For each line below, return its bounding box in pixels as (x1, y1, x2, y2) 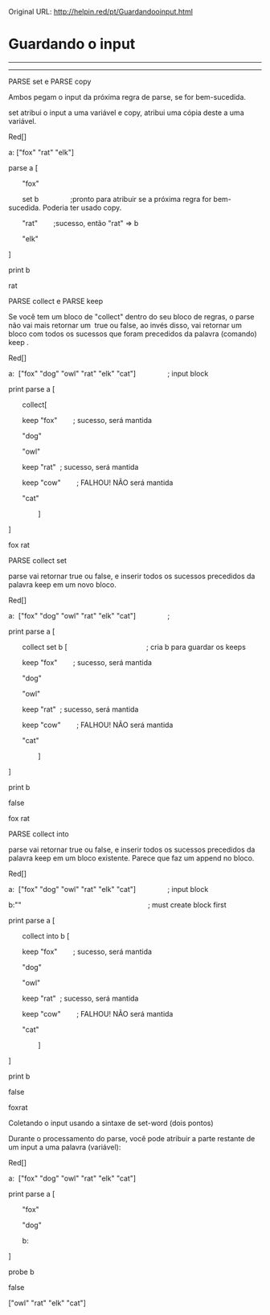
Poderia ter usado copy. (43, 203, 122, 212)
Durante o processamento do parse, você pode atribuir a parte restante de (8, 1133, 256, 1143)
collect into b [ (22, 931, 70, 940)
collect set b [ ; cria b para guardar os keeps (22, 642, 247, 651)
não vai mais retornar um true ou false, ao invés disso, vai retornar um (8, 320, 243, 330)
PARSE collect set (8, 555, 67, 565)
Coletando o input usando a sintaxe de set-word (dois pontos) (8, 1118, 215, 1128)
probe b (8, 1267, 35, 1276)
